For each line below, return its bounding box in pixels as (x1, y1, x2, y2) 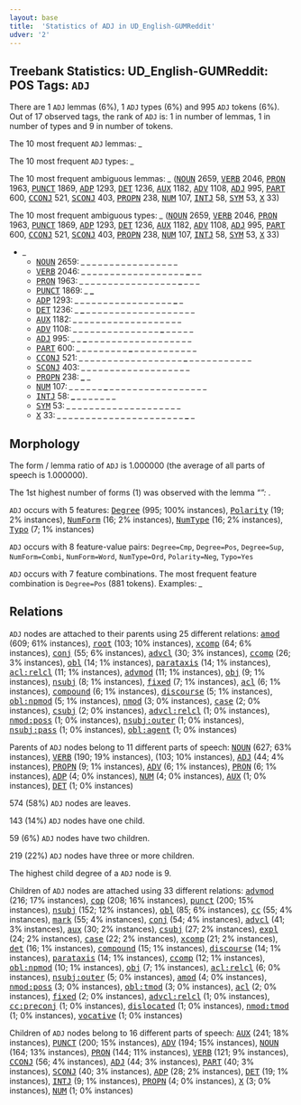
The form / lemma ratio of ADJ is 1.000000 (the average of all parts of (9, 460, 266, 471)
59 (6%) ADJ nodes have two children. (9, 832, 150, 843)
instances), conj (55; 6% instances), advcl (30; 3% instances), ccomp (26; (9, 647, 291, 658)
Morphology (9, 435, 80, 452)
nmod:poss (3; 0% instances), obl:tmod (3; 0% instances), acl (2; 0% (9, 981, 278, 992)
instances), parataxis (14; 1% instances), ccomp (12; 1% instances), (9, 952, 266, 963)
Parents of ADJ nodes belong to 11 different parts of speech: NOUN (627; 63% (9, 742, 293, 753)
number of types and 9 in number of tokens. (9, 121, 174, 132)
